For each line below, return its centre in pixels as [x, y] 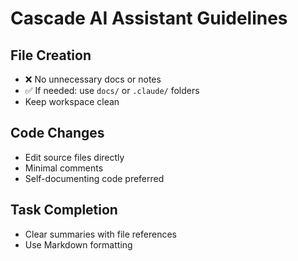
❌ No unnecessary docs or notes [93, 79]
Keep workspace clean [72, 101]
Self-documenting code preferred [94, 178]
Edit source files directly [74, 157]
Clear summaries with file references [100, 234]
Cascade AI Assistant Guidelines [149, 18]
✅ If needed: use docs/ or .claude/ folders [112, 90]
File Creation [51, 55]
